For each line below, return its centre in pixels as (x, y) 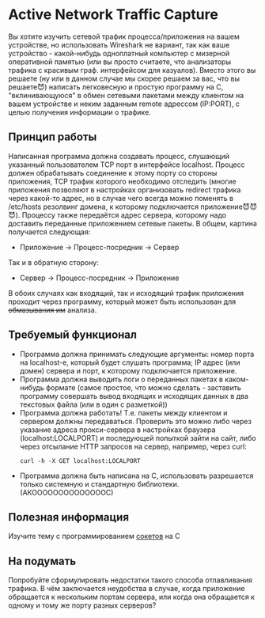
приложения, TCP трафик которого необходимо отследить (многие (122, 181)
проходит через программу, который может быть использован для (122, 301)
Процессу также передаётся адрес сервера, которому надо (124, 214)
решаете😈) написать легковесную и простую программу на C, (116, 87)
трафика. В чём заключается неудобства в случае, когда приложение (127, 589)
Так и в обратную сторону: (53, 262)
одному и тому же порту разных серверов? (82, 605)
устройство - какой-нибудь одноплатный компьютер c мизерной (119, 53)
